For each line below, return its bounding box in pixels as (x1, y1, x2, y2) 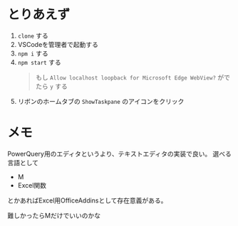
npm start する (17, 58, 62, 66)
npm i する (17, 49, 48, 58)
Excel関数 (17, 181, 47, 189)
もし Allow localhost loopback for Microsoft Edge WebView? (35, 72, 216, 82)
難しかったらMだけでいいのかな (7, 211, 101, 220)
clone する (17, 31, 48, 40)
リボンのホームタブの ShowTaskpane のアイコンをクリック (17, 97, 185, 105)
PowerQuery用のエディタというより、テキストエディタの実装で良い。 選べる (7, 149, 232, 158)
